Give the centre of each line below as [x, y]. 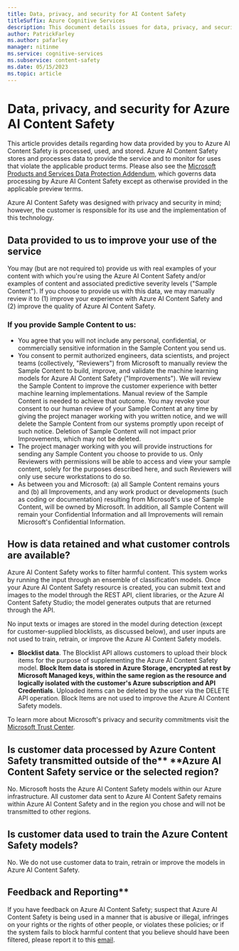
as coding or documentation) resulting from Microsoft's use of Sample [121, 499]
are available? [39, 555]
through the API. [31, 610]
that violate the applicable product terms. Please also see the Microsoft [112, 166]
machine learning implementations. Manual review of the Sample [112, 393]
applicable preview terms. [45, 189]
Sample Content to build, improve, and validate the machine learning [118, 370]
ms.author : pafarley [38, 41]
